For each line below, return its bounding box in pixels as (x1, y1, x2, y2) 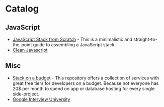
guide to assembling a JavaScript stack (33, 42, 115, 48)
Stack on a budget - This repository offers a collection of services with (12, 75, 159, 81)
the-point (12, 42, 32, 48)
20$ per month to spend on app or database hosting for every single (12, 85, 155, 91)
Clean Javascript (12, 47, 48, 53)
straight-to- (133, 36, 157, 42)
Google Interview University (12, 96, 70, 102)
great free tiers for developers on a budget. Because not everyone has (12, 80, 159, 86)
